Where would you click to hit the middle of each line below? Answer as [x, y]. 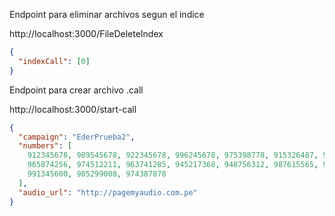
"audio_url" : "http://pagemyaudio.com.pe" [108, 192]
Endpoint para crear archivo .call [76, 90]
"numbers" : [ [45, 146]
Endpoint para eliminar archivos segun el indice [107, 14]
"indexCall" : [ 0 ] [54, 61]
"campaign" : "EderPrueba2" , [77, 137]
